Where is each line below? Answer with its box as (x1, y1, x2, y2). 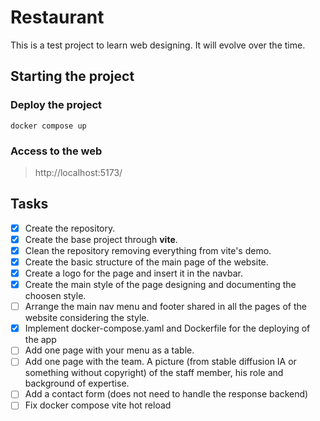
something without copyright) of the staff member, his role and (24, 367, 284, 379)
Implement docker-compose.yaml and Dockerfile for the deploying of (24, 322, 311, 335)
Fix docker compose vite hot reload (24, 399, 172, 411)
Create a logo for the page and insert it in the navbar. (24, 267, 244, 279)
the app (24, 334, 57, 346)
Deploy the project (10, 98, 103, 112)
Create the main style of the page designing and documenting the (24, 279, 297, 291)
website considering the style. (24, 312, 150, 324)
